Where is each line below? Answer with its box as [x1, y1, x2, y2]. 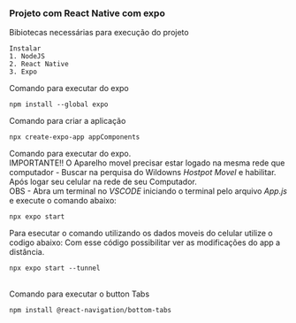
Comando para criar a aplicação [9, 116, 126, 127]
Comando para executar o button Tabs [9, 288, 150, 299]
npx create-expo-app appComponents [9, 133, 140, 142]
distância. [9, 247, 45, 258]
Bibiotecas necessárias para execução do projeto [9, 27, 189, 38]
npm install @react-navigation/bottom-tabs [9, 306, 172, 315]
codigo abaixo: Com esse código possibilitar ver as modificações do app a [9, 237, 281, 248]
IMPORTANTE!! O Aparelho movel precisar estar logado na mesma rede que [9, 158, 285, 168]
